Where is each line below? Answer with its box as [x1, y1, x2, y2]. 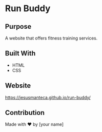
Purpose [5, 22, 32, 31]
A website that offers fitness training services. [5, 35, 98, 41]
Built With [5, 49, 36, 57]
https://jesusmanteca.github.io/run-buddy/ [5, 94, 91, 100]
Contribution [5, 109, 45, 117]
